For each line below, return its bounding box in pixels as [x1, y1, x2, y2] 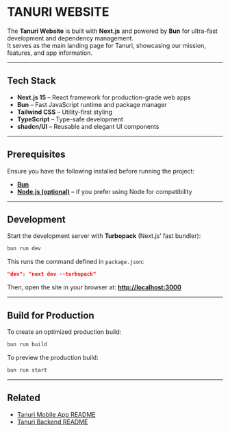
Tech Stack [7, 75, 56, 86]
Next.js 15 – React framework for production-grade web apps [16, 93, 191, 101]
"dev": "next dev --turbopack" [7, 271, 97, 278]
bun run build [7, 341, 48, 348]
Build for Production [7, 309, 94, 321]
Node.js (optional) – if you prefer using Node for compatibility [16, 187, 193, 195]
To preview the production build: [7, 353, 99, 361]
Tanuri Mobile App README [16, 410, 96, 418]
